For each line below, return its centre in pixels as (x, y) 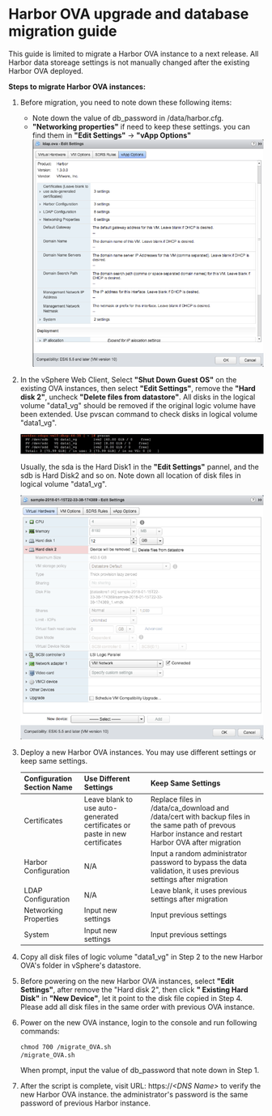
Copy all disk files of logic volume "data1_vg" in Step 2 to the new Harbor (141, 957)
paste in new (105, 833)
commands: (40, 1031)
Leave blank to (108, 799)
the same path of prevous (193, 825)
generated (101, 816)
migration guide (63, 31)
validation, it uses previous (195, 871)
